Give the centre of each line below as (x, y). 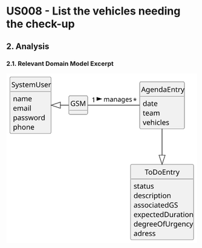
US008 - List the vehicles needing (93, 11)
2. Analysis (28, 46)
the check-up (41, 24)
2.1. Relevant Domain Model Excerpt (60, 64)
